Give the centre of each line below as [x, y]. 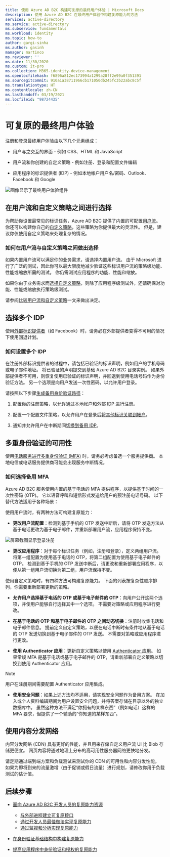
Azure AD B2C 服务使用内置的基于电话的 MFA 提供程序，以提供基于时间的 [82, 489]
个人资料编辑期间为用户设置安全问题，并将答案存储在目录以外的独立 [92, 701]
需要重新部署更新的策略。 [45, 587]
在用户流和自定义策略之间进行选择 [58, 208]
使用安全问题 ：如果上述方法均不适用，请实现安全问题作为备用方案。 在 [86, 695]
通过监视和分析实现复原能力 [49, 828]
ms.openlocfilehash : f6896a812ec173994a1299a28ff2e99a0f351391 [73, 76]
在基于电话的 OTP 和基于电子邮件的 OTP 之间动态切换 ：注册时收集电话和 [88, 621]
